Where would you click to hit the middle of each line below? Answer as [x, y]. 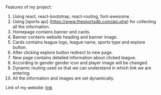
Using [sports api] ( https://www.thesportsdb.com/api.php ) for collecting [84, 22]
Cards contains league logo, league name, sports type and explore [79, 42]
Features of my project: [29, 7]
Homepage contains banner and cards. [51, 32]
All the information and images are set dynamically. [63, 78]
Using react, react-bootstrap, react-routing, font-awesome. [72, 16]
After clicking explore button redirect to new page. [63, 52]
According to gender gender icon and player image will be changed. [80, 63]
